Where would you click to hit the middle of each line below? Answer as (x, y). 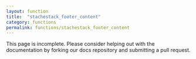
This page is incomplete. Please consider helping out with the (80, 44)
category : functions (31, 22)
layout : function (27, 11)
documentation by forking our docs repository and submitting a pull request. (98, 50)
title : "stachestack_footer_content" (53, 17)
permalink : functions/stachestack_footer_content (68, 27)
